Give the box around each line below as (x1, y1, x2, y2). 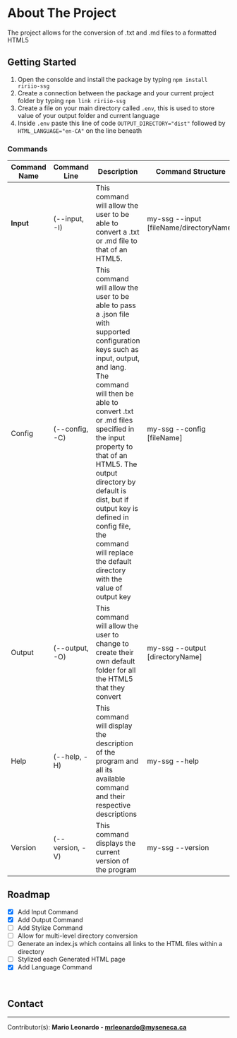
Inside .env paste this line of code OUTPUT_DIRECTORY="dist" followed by (17, 119, 226, 127)
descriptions (95, 809, 138, 819)
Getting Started (7, 57, 77, 69)
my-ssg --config (147, 424, 206, 434)
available (95, 774, 126, 784)
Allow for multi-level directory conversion (17, 931, 138, 940)
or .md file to (95, 236, 138, 246)
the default (95, 557, 132, 567)
